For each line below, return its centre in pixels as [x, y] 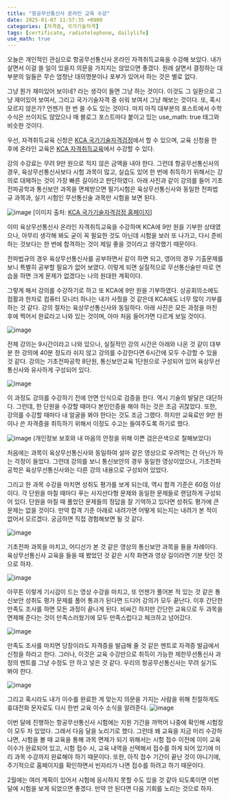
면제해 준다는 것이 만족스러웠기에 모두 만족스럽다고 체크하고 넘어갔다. [100, 618]
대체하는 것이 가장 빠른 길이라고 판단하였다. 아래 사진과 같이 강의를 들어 [115, 181]
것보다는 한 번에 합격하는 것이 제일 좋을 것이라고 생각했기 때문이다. [108, 244]
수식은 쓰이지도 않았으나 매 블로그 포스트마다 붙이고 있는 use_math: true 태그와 [113, 117]
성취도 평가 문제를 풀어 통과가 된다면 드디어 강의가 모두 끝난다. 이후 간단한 [124, 600]
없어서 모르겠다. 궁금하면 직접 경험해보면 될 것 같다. [76, 519]
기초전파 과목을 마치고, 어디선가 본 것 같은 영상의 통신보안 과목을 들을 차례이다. [112, 547]
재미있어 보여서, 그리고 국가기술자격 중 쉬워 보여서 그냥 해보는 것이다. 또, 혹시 [117, 100]
